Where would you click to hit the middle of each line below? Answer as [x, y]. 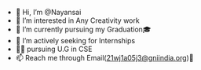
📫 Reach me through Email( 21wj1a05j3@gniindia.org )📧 [104, 58]
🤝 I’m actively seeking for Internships [75, 41]
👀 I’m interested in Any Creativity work [77, 20]
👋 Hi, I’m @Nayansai [48, 12]
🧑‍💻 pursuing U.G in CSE [54, 49]
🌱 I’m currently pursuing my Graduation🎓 [83, 29]
